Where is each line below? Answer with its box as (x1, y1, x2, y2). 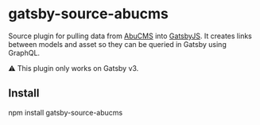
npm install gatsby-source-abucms (8, 107, 123, 117)
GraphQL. (8, 48, 41, 57)
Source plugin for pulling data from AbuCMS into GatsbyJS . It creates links (8, 31, 252, 41)
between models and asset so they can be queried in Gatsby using (8, 39, 227, 49)
